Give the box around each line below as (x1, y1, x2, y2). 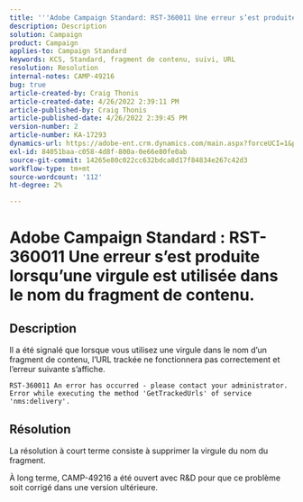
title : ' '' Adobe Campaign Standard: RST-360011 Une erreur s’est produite (9, 13, 297, 23)
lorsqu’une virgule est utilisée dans (9, 266, 279, 287)
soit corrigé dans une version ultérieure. (9, 481, 159, 492)
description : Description (9, 22, 106, 31)
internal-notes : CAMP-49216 (9, 72, 115, 81)
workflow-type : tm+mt (9, 164, 91, 173)
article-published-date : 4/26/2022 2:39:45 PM (9, 114, 188, 123)
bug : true (9, 80, 47, 89)
